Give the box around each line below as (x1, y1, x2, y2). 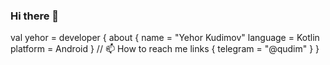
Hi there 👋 (10, 9, 60, 23)
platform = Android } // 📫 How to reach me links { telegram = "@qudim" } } (10, 43, 320, 55)
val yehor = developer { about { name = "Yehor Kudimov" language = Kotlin (10, 32, 320, 44)
